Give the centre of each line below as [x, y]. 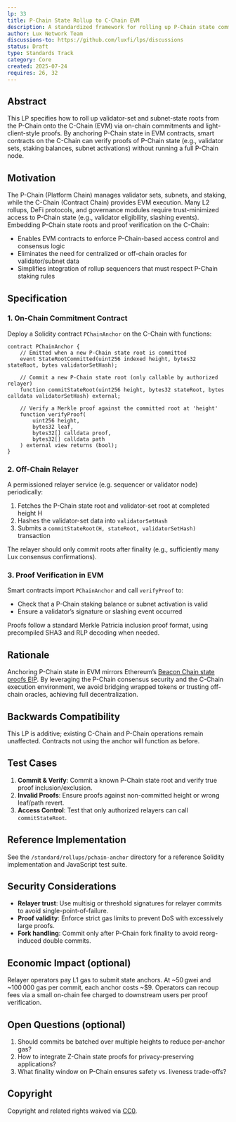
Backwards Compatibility [64, 717]
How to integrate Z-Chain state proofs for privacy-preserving [106, 1057]
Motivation [32, 178]
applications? [37, 1064]
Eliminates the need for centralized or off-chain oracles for [102, 254]
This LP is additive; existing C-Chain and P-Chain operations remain [105, 733]
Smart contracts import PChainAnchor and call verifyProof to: [96, 590]
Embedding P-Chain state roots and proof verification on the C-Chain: [108, 225]
